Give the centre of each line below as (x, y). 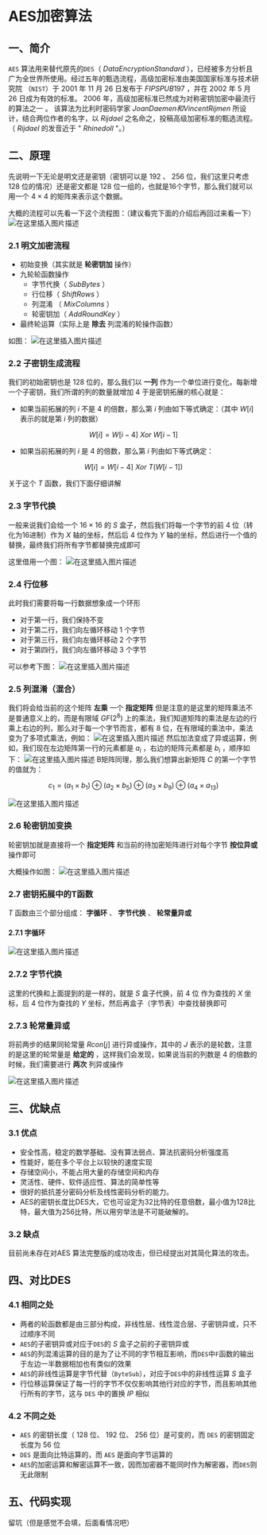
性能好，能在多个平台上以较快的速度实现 (86, 1162)
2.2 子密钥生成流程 (44, 364)
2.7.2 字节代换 (35, 974)
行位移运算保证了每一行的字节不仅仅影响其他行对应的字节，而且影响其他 (138, 1383)
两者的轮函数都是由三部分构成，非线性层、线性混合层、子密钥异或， (131, 1324)
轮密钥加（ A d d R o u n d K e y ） (78, 314)
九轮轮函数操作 (44, 274)
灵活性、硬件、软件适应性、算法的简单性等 (89, 1181)
